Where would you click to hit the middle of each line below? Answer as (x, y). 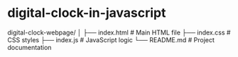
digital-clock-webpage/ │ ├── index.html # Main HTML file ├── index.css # (119, 32)
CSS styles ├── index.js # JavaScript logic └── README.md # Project (111, 39)
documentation (29, 47)
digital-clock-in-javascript (87, 13)
